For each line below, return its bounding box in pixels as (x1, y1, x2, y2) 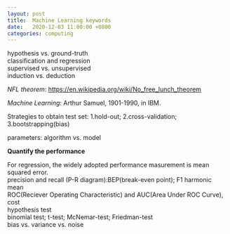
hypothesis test (7, 205, 52, 214)
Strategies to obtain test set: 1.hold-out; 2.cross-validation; (7, 112, 177, 121)
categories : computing (7, 30, 74, 37)
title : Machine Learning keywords (7, 17, 111, 24)
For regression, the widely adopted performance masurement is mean (7, 161, 210, 169)
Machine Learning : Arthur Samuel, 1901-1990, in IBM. (7, 99, 161, 108)
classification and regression (7, 57, 91, 65)
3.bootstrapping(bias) (7, 120, 70, 129)
